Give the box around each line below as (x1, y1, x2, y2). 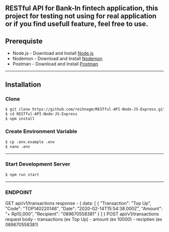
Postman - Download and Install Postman (12, 61, 98, 67)
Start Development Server (5, 161, 70, 168)
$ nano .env (5, 144, 30, 149)
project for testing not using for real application (5, 12, 157, 21)
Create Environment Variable (5, 128, 77, 135)
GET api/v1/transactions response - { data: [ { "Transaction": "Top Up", (5, 200, 152, 206)
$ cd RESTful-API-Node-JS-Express (5, 111, 78, 116)
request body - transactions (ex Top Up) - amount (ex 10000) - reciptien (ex (5, 216, 162, 222)
